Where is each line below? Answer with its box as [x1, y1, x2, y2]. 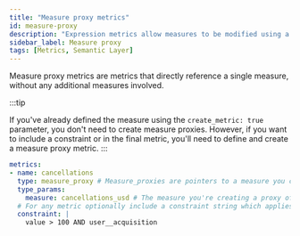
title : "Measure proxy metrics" [9, 12, 129, 22]
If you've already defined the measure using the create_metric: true [9, 115, 264, 126]
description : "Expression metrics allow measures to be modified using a [9, 29, 290, 38]
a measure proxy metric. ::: [9, 143, 109, 154]
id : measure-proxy [9, 21, 78, 30]
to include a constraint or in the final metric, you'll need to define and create [9, 134, 288, 144]
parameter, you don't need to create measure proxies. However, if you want [9, 124, 287, 134]
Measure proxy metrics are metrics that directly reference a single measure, [9, 70, 289, 81]
